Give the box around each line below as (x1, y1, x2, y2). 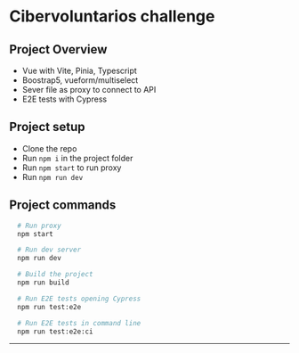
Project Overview (9, 42, 108, 57)
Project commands (9, 198, 117, 213)
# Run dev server (17, 245, 82, 255)
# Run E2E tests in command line (17, 318, 141, 327)
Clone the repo (21, 143, 77, 153)
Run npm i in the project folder (21, 152, 133, 163)
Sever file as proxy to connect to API (21, 85, 157, 94)
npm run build (17, 278, 69, 287)
